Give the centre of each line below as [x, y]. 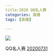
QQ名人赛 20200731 [26, 48]
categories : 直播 [23, 15]
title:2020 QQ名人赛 [26, 10]
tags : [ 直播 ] [18, 19]
